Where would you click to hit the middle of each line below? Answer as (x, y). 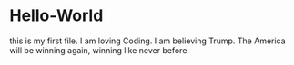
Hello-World (56, 16)
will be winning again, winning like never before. (99, 50)
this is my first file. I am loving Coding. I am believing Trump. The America (147, 41)
